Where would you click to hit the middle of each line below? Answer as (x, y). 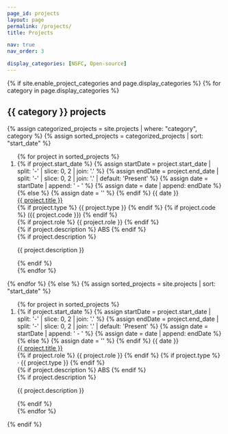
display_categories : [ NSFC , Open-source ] (67, 64)
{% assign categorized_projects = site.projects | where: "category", (102, 128)
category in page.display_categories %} (63, 91)
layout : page (26, 20)
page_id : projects (33, 13)
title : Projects (30, 33)
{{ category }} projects (56, 112)
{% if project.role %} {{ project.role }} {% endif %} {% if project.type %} (118, 355)
